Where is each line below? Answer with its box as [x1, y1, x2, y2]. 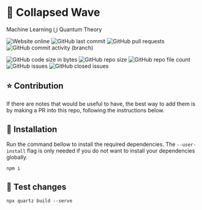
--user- [176, 142, 196, 148]
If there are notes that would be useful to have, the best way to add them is [6, 100, 196, 107]
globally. [6, 153, 28, 161]
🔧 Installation [6, 125, 58, 135]
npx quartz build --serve [6, 198, 72, 204]
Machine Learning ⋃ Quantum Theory [6, 26, 102, 33]
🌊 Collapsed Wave [6, 5, 100, 20]
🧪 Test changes [6, 181, 67, 192]
